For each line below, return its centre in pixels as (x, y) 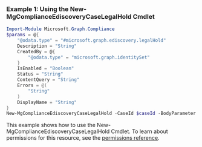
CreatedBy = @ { (36, 51)
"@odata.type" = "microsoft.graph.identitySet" (89, 57)
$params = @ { (23, 35)
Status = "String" (40, 74)
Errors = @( (32, 86)
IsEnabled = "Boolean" (46, 68)
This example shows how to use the (51, 125)
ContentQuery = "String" (48, 80)
